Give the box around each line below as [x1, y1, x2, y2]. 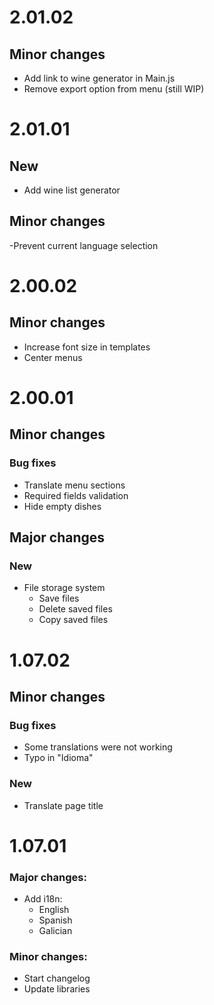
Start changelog [23, 972, 91, 985]
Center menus [23, 351, 83, 363]
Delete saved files [38, 603, 113, 615]
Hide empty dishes [23, 500, 102, 512]
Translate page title [23, 799, 104, 811]
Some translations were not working [23, 741, 173, 753]
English [38, 904, 70, 916]
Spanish [38, 914, 73, 926]
